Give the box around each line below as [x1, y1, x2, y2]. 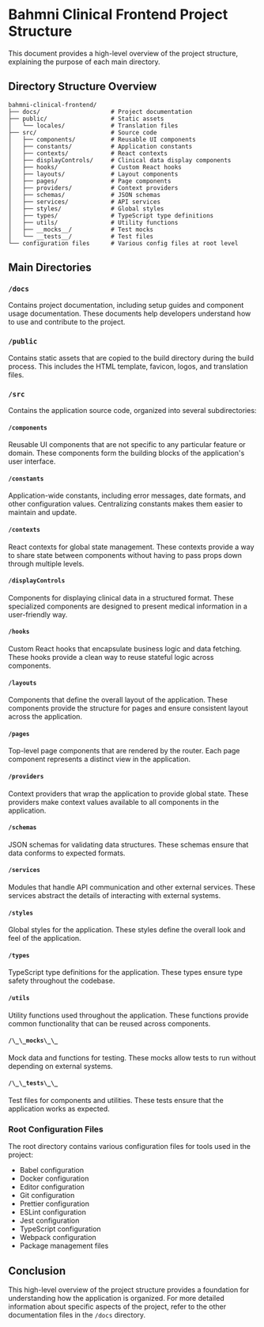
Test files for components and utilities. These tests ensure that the [8, 1096, 224, 1105]
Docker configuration [19, 1173, 89, 1184]
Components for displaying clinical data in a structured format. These [8, 593, 235, 602]
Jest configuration [19, 1216, 80, 1226]
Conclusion [8, 1264, 66, 1277]
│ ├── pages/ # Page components [8, 176, 172, 185]
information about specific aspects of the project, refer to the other [8, 1302, 227, 1311]
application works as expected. [8, 1104, 111, 1113]
